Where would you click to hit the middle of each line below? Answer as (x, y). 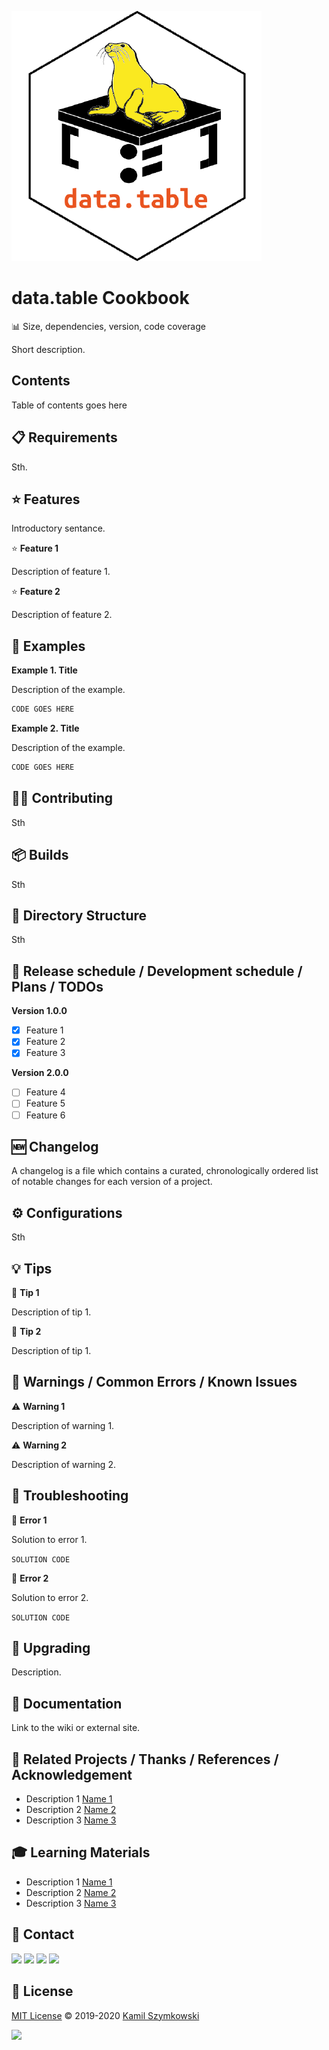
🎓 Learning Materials (81, 1852)
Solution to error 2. (50, 1597)
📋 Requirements (64, 437)
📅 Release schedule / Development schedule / (157, 971)
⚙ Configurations (67, 1212)
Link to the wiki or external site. (76, 1728)
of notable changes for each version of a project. (112, 1182)
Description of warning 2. (63, 1464)
